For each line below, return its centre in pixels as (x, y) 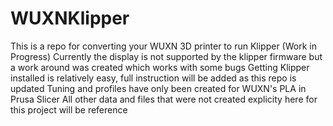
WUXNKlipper (70, 18)
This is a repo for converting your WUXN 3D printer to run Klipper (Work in (163, 46)
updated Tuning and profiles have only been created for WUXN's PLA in (158, 88)
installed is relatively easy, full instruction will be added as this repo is (153, 78)
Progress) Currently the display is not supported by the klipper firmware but (166, 56)
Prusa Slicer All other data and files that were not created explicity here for (164, 99)
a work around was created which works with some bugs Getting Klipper (160, 67)
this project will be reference (69, 109)
